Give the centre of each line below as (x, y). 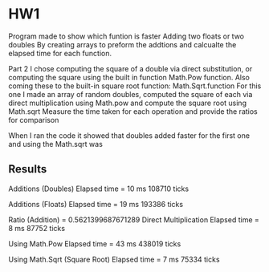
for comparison (34, 120)
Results (28, 169)
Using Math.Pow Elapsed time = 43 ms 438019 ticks (95, 244)
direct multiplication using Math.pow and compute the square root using (128, 103)
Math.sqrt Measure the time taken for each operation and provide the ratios (133, 111)
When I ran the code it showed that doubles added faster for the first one (129, 135)
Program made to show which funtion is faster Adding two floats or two (126, 36)
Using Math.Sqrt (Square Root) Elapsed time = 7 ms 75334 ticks (114, 259)
